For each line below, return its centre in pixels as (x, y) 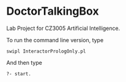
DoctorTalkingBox (53, 11)
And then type (24, 62)
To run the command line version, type (55, 40)
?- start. (19, 74)
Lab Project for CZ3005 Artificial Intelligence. (63, 28)
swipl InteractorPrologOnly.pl (46, 51)
